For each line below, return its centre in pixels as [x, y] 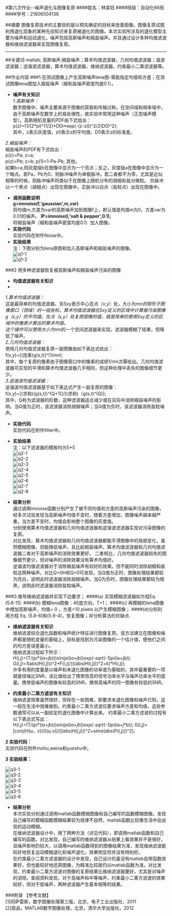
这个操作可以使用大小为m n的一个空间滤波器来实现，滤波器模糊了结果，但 [83, 329]
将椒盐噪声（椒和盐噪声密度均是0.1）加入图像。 [62, 223]
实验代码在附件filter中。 [38, 430]
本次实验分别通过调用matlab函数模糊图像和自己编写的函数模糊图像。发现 [89, 814]
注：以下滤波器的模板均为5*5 [44, 447]
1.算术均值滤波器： [25, 297]
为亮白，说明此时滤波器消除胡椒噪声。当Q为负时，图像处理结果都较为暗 [89, 579]
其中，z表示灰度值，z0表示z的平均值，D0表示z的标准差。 [74, 132]
